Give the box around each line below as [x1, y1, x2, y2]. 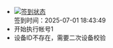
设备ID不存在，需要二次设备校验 [13, 33, 106, 42]
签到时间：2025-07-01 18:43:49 [13, 16, 106, 24]
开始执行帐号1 [13, 25, 54, 33]
